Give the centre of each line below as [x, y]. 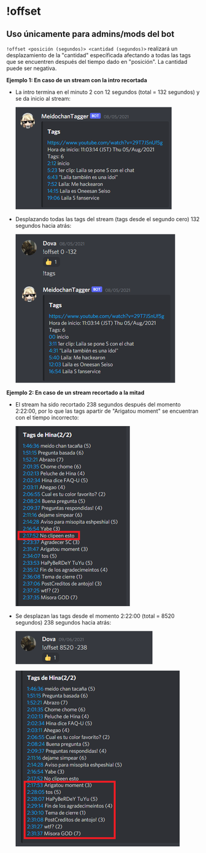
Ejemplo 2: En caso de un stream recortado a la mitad [75, 392]
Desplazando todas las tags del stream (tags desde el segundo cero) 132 [107, 219]
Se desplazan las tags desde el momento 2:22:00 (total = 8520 [95, 616]
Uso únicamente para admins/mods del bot [90, 34]
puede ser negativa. [32, 68]
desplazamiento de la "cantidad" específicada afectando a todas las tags [99, 55]
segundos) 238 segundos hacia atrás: [63, 622]
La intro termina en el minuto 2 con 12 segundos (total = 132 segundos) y [107, 92]
